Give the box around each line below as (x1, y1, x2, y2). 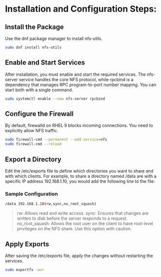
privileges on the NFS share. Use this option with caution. (16, 226, 132, 232)
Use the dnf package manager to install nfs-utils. (5, 35, 103, 41)
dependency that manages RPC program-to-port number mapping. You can (5, 82, 157, 87)
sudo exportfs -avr (5, 267, 45, 272)
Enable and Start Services (5, 58, 85, 67)
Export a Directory (5, 155, 62, 163)
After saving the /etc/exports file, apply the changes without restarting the (5, 253, 153, 259)
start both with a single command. (5, 87, 73, 93)
